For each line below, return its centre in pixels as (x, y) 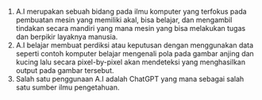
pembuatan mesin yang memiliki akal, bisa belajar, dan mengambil (124, 20)
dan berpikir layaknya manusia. (67, 37)
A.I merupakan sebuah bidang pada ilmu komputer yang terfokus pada (131, 12)
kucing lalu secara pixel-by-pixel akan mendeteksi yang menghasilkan (131, 62)
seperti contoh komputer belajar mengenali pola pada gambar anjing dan (135, 54)
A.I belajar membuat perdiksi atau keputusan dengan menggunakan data (135, 45)
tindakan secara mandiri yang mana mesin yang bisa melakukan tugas (131, 28)
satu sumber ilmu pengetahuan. (67, 87)
